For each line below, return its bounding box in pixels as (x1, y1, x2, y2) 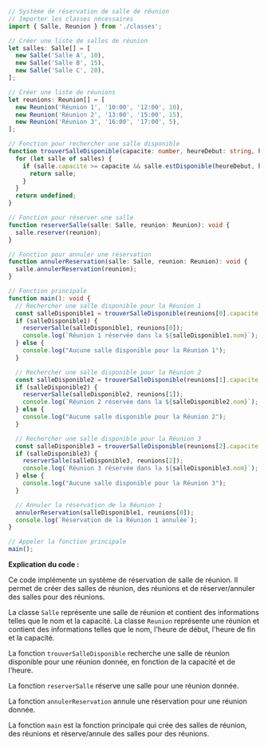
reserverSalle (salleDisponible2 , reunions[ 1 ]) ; (22, 391, 183, 399)
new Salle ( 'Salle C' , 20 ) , (15, 66, 105, 75)
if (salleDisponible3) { (15, 450, 98, 458)
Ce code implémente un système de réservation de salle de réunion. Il (8, 575, 238, 585)
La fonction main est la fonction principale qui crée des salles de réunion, (8, 720, 247, 730)
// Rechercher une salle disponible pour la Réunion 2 (15, 368, 202, 376)
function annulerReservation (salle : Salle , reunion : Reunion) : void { (8, 258, 248, 266)
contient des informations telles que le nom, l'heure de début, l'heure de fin (8, 625, 256, 634)
